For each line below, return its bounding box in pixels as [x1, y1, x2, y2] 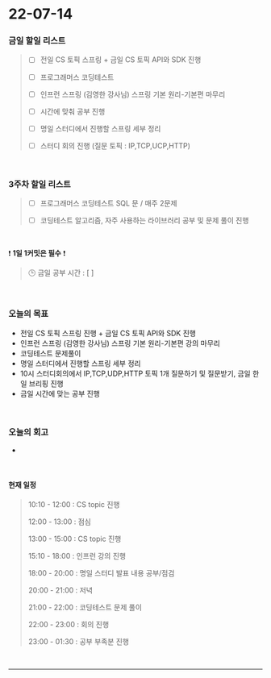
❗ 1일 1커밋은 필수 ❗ [8, 248, 66, 258]
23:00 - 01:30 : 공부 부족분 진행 [27, 637, 129, 647]
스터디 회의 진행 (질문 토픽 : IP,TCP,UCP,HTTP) [40, 140, 191, 150]
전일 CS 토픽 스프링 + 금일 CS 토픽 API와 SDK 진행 [40, 55, 202, 64]
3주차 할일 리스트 [8, 178, 71, 189]
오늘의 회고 [8, 426, 49, 438]
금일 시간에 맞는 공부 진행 [19, 389, 101, 398]
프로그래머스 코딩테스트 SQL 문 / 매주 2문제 [40, 198, 177, 208]
